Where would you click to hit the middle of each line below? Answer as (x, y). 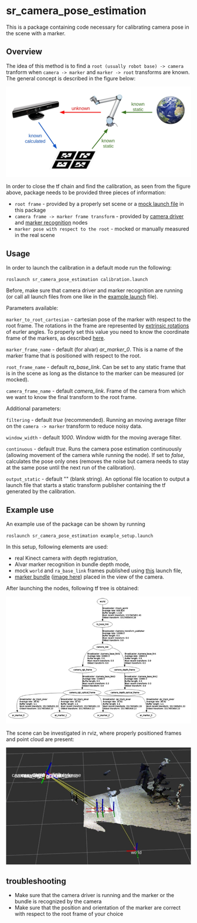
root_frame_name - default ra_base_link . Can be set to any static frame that (96, 367)
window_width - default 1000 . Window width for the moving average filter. (94, 438)
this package (30, 210)
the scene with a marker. (36, 33)
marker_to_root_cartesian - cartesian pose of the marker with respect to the (98, 319)
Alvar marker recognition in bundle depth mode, (72, 564)
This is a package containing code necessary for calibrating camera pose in (98, 27)
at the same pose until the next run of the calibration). (71, 468)
